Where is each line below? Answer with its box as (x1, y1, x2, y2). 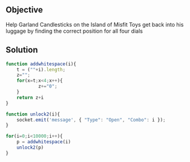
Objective (5, 5, 44, 15)
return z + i (16, 94, 44, 100)
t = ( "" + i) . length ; (16, 66, 66, 73)
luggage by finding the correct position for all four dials (5, 27, 143, 34)
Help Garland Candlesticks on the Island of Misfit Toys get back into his (5, 21, 184, 28)
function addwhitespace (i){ (5, 60, 77, 67)
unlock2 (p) (16, 144, 44, 151)
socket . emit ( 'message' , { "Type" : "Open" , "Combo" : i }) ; (16, 117, 166, 123)
